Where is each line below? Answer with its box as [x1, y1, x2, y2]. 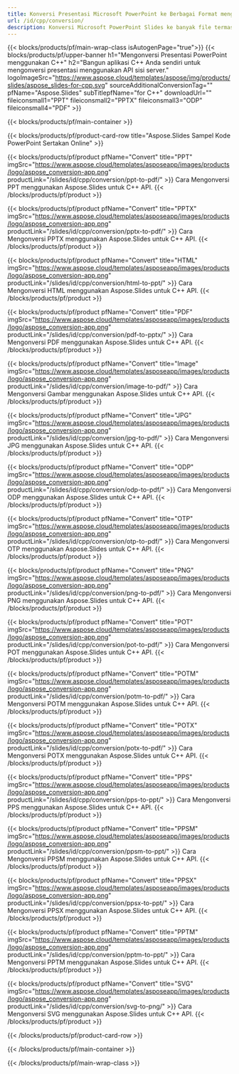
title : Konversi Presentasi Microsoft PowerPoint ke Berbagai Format [7, 10, 218, 18]
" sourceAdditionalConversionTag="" [105, 81, 213, 90]
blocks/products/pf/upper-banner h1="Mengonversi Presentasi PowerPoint [7, 51, 228, 59]
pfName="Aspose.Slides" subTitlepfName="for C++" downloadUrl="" [7, 88, 212, 97]
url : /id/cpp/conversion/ [7, 17, 84, 24]
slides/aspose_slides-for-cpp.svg [7, 81, 105, 90]
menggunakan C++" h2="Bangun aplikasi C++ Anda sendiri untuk [7, 58, 201, 67]
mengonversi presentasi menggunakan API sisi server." [7, 66, 169, 75]
